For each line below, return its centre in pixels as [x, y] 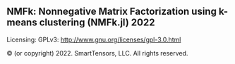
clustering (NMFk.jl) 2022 [97, 23]
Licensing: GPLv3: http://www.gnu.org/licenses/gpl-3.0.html [94, 39]
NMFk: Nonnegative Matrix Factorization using [112, 12]
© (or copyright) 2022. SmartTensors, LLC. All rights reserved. [97, 53]
